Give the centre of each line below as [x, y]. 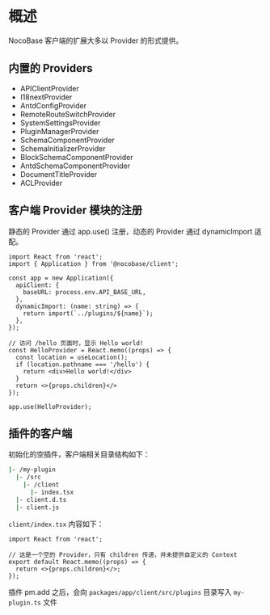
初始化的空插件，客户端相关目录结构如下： [79, 454]
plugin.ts [25, 603]
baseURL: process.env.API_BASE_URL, [85, 292]
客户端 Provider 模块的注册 [76, 211]
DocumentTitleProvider [59, 174]
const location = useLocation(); [72, 357]
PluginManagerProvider [59, 131]
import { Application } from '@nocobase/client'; [94, 263]
